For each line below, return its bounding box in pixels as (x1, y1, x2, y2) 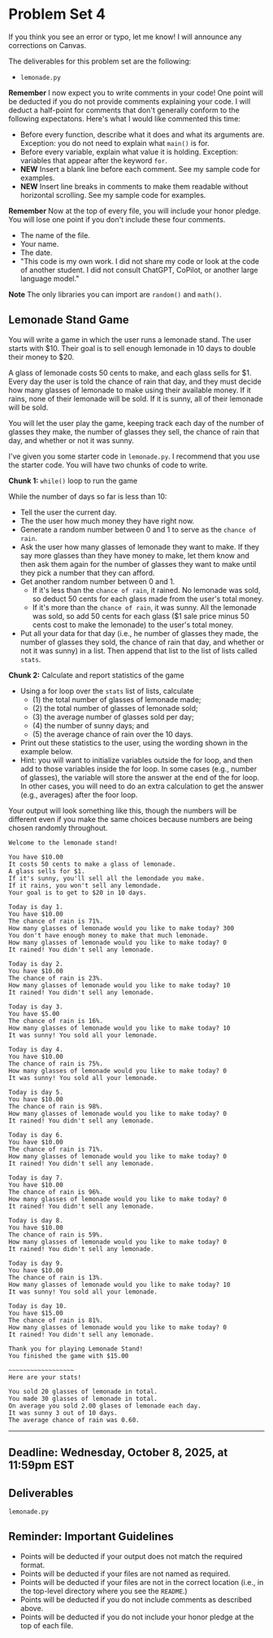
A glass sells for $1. (8, 867, 85, 876)
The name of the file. (19, 230, 91, 240)
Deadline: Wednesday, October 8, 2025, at (8, 1446, 228, 1460)
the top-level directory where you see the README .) (19, 1586, 188, 1596)
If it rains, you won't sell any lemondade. (8, 881, 162, 889)
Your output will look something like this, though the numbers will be (8, 806, 237, 815)
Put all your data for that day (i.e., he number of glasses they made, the (19, 628, 258, 638)
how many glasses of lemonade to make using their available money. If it (8, 384, 252, 395)
